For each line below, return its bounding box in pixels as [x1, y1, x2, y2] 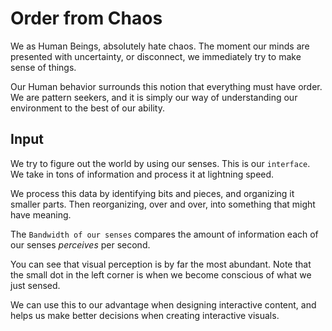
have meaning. [10, 208, 72, 221]
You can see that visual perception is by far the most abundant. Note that [10, 258, 312, 270]
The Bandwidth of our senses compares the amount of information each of [10, 228, 319, 240]
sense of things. [10, 61, 77, 73]
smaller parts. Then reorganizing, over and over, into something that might [10, 198, 316, 210]
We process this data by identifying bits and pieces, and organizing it [10, 187, 295, 199]
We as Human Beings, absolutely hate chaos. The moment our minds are [10, 40, 310, 52]
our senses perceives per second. [10, 238, 151, 251]
